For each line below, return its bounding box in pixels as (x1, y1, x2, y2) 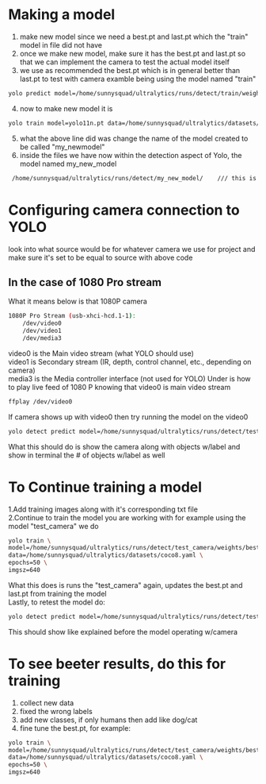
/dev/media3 (22, 334, 62, 342)
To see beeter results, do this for (8, 655, 226, 673)
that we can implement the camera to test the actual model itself (19, 57, 230, 67)
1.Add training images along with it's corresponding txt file (8, 504, 198, 514)
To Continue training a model (8, 478, 203, 496)
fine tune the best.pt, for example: (19, 723, 131, 732)
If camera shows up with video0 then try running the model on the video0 (8, 411, 249, 422)
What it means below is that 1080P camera (8, 296, 148, 307)
